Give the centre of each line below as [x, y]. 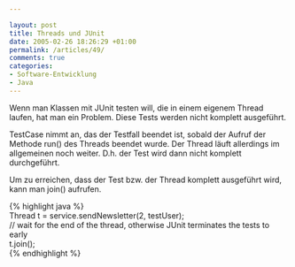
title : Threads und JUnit [57, 33]
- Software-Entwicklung [53, 75]
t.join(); [22, 243]
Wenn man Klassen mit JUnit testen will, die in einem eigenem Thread [136, 108]
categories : [31, 66]
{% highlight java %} [47, 206]
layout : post [33, 25]
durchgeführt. [35, 162]
